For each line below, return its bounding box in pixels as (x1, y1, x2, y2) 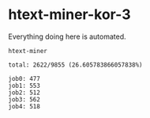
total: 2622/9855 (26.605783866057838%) (8, 61, 144, 69)
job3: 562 (8, 95, 41, 104)
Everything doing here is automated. (8, 32, 126, 41)
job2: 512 (8, 89, 41, 97)
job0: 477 (8, 74, 41, 82)
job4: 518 (8, 102, 41, 110)
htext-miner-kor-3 (8, 6, 131, 24)
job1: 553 (8, 82, 41, 89)
